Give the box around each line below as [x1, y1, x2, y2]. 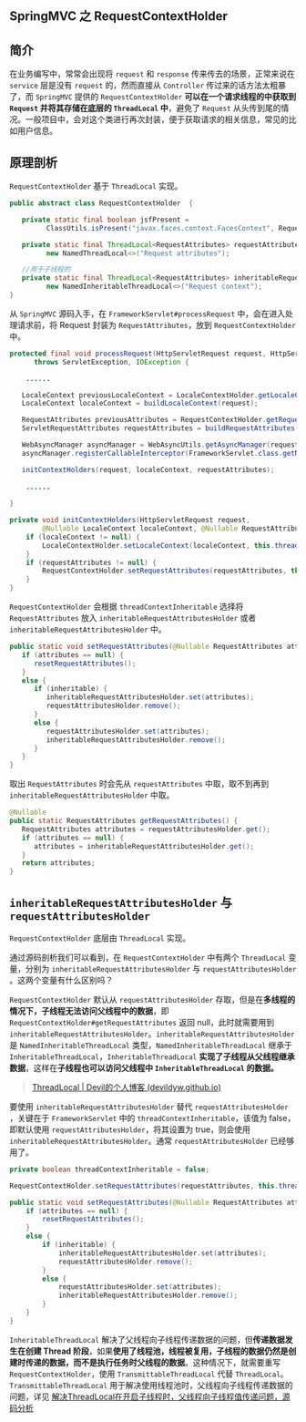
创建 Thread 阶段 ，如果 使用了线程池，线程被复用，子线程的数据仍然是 [25, 1345, 289, 1356]
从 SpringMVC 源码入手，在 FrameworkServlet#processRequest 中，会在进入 [9, 308, 286, 319]
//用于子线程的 [21, 265, 71, 274]
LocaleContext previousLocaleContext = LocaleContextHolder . [21, 390, 259, 399]
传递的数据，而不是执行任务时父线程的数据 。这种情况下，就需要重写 [25, 1356, 280, 1367]
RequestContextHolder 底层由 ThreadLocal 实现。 [9, 933, 191, 943]
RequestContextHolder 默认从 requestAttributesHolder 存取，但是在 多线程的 [9, 994, 296, 1005]
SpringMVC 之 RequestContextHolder [9, 8, 228, 25]
